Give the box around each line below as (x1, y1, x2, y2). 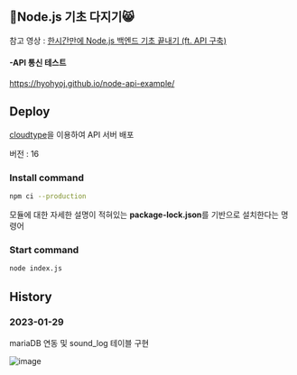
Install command (9, 171, 84, 184)
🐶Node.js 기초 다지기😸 (9, 9, 135, 25)
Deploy (9, 104, 51, 120)
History (9, 288, 52, 305)
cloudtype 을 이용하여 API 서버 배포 (9, 129, 135, 140)
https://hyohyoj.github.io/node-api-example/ (9, 78, 175, 89)
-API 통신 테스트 (9, 58, 67, 69)
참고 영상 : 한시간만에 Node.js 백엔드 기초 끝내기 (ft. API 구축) (9, 35, 227, 46)
